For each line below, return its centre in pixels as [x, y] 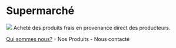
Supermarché [40, 11]
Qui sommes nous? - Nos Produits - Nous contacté [68, 39]
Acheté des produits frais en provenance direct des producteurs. [92, 28]
